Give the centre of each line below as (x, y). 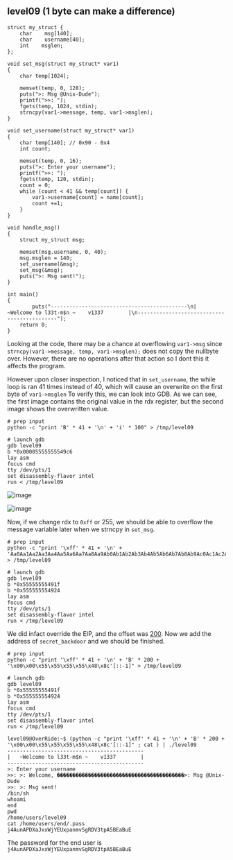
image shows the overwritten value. (58, 409)
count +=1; (48, 203)
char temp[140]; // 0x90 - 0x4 (65, 143)
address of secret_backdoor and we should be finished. (86, 641)
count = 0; (35, 185)
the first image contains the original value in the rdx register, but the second (115, 401)
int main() (23, 294)
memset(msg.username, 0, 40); (63, 252)
